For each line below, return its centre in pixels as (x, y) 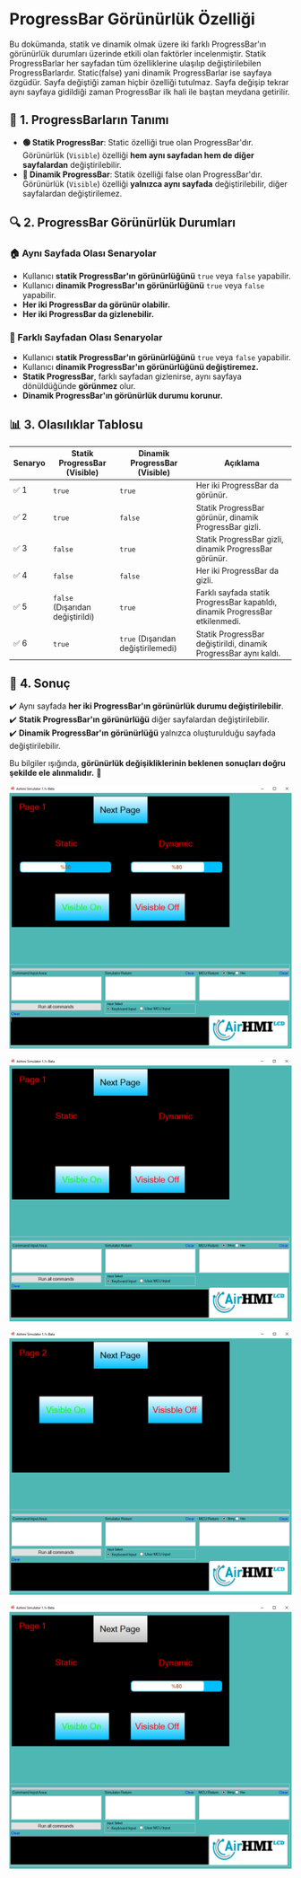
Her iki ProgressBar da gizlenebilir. (88, 314)
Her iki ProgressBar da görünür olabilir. (96, 304)
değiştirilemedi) (148, 648)
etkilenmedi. (219, 622)
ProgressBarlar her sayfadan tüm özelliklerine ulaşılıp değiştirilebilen (135, 63)
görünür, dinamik (227, 517)
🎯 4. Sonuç (40, 684)
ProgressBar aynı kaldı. (238, 653)
